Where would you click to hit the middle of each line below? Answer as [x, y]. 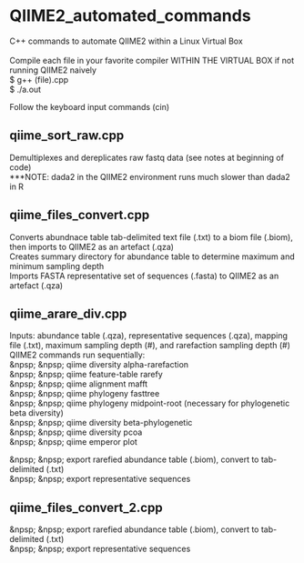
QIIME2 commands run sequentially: [77, 355]
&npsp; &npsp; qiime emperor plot [74, 442]
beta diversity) [36, 413]
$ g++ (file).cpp [39, 79]
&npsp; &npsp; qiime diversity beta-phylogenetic [101, 423]
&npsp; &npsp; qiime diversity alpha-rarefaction [99, 365]
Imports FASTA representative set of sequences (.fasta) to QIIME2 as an [144, 276]
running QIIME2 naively [53, 70]
